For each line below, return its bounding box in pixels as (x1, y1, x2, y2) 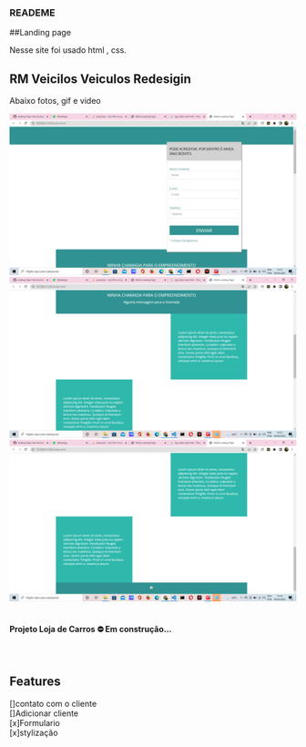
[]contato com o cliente (9, 698, 97, 709)
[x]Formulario (9, 717, 61, 728)
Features (9, 674, 61, 690)
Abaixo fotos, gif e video (9, 96, 102, 107)
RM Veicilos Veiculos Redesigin (9, 71, 191, 87)
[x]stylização (9, 727, 58, 738)
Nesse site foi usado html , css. (9, 45, 127, 56)
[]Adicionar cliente (9, 708, 79, 719)
